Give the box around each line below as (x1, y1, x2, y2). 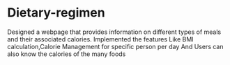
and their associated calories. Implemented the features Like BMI (7, 35, 194, 43)
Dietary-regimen (7, 5, 106, 21)
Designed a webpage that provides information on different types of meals (7, 28, 222, 36)
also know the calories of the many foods (7, 50, 126, 58)
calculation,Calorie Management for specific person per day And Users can (7, 42, 224, 50)
